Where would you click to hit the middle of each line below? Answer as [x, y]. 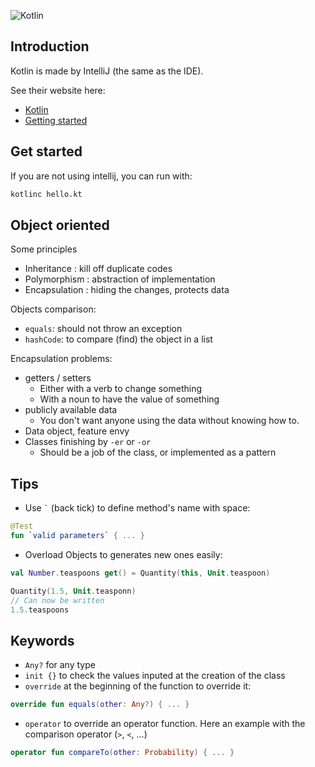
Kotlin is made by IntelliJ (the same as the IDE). [107, 71]
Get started [46, 151]
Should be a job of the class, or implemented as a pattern [158, 452]
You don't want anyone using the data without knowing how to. [169, 421]
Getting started [56, 120]
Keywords [42, 640]
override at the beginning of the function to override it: [138, 686]
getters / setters [58, 378]
